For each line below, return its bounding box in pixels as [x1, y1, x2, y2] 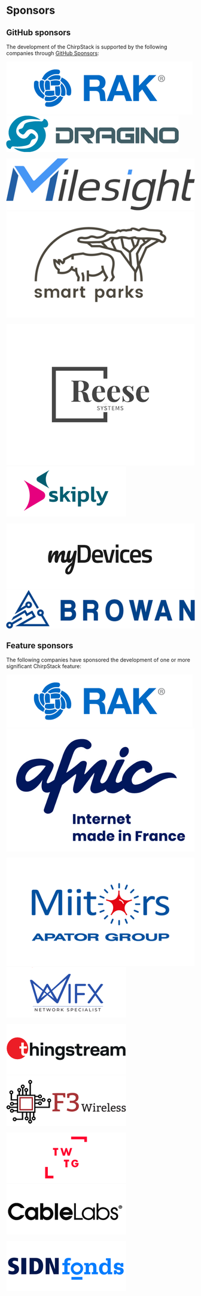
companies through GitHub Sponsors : [6, 50, 100, 57]
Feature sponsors [6, 641, 74, 651]
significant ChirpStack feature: [6, 663, 82, 670]
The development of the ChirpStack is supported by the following [6, 43, 167, 50]
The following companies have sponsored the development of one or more [6, 656, 190, 664]
